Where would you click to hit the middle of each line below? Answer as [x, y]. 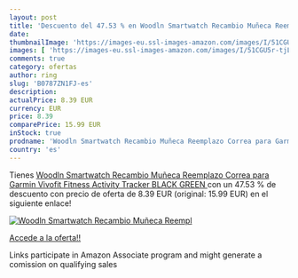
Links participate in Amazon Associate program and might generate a [136, 255]
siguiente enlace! [40, 203]
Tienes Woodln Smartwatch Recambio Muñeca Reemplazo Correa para [139, 175]
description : [33, 91]
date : [19, 34]
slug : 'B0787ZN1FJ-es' [51, 83]
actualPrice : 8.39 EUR [51, 100]
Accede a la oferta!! [45, 237]
